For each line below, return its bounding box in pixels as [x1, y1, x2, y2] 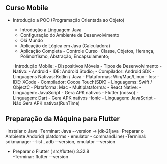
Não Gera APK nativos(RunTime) [12, 100, 80, 106]
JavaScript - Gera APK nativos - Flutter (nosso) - [38, 89, 139, 95]
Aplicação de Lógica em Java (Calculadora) [20, 42, 110, 49]
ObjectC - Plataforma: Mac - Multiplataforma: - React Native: [12, 84, 138, 90]
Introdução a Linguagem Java [20, 27, 82, 33]
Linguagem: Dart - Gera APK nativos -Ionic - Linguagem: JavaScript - [12, 95, 156, 101]
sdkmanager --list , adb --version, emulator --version [5, 138, 116, 144]
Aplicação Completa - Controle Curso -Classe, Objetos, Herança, [20, 48, 155, 54]
